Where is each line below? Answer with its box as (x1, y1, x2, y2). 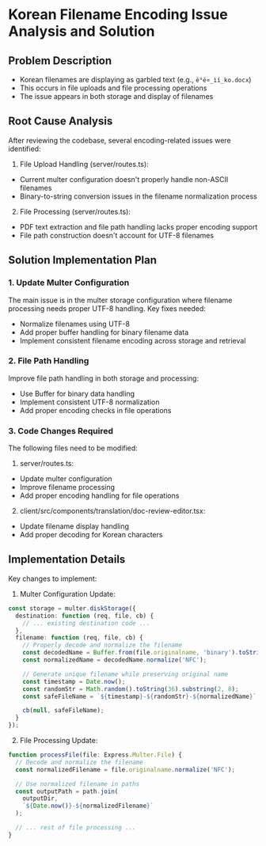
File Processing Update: (19, 736, 98, 745)
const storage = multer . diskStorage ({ (8, 604, 136, 613)
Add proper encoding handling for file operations (19, 491, 180, 500)
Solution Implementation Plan (8, 253, 157, 267)
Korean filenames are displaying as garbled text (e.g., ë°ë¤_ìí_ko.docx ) (19, 75, 252, 84)
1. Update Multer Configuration (8, 277, 130, 288)
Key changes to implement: (8, 574, 97, 583)
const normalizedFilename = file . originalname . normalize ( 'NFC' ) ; (15, 765, 236, 773)
